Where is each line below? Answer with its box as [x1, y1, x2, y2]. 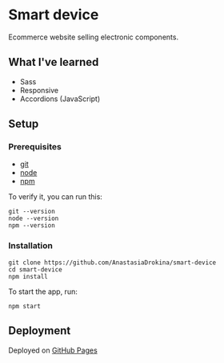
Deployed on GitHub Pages [8, 345, 98, 355]
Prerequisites [8, 141, 62, 153]
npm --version [8, 222, 56, 230]
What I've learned [8, 55, 99, 69]
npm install [8, 272, 48, 280]
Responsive [19, 85, 58, 95]
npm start [8, 302, 42, 310]
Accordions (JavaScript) [19, 94, 101, 104]
